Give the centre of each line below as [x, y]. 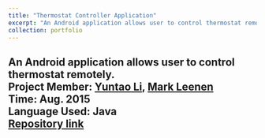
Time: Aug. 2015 [49, 99]
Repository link [46, 123]
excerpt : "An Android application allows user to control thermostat [125, 23]
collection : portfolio [45, 30]
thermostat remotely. [62, 75]
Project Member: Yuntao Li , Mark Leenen [111, 86]
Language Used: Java [62, 111]
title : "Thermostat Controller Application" [82, 15]
